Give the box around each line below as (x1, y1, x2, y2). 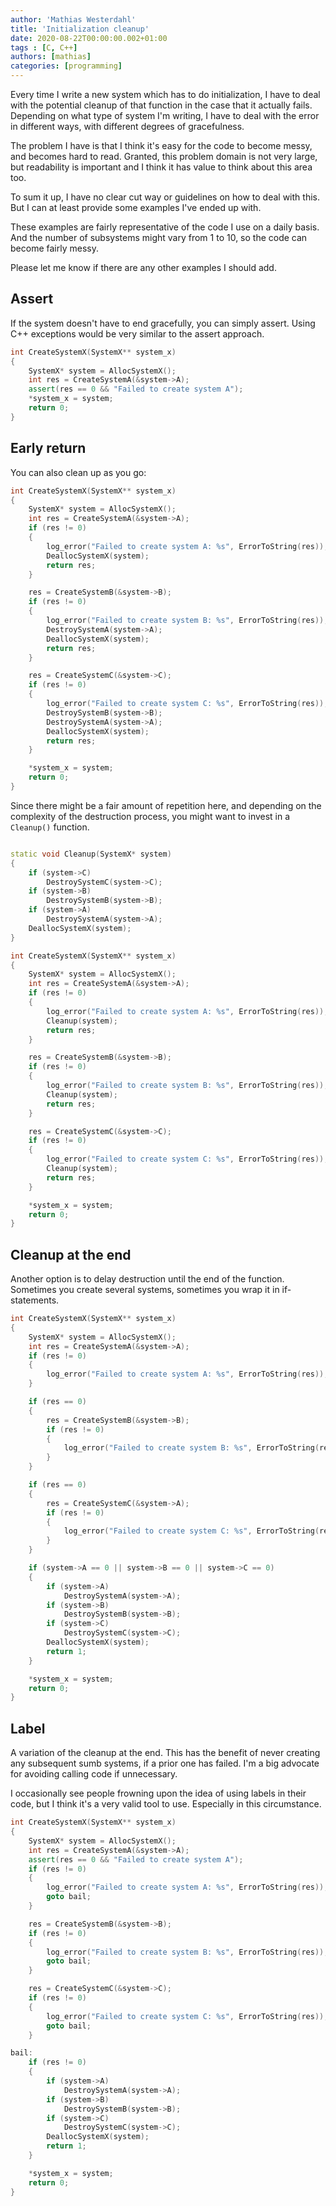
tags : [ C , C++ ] (10, 42, 78, 53)
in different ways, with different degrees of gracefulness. (10, 121, 245, 132)
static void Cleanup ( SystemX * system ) (10, 849, 172, 859)
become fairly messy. (10, 242, 99, 254)
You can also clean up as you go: (10, 466, 147, 478)
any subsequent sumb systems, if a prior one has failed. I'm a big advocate (10, 1757, 320, 1770)
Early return (10, 440, 87, 457)
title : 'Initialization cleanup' (10, 24, 150, 34)
